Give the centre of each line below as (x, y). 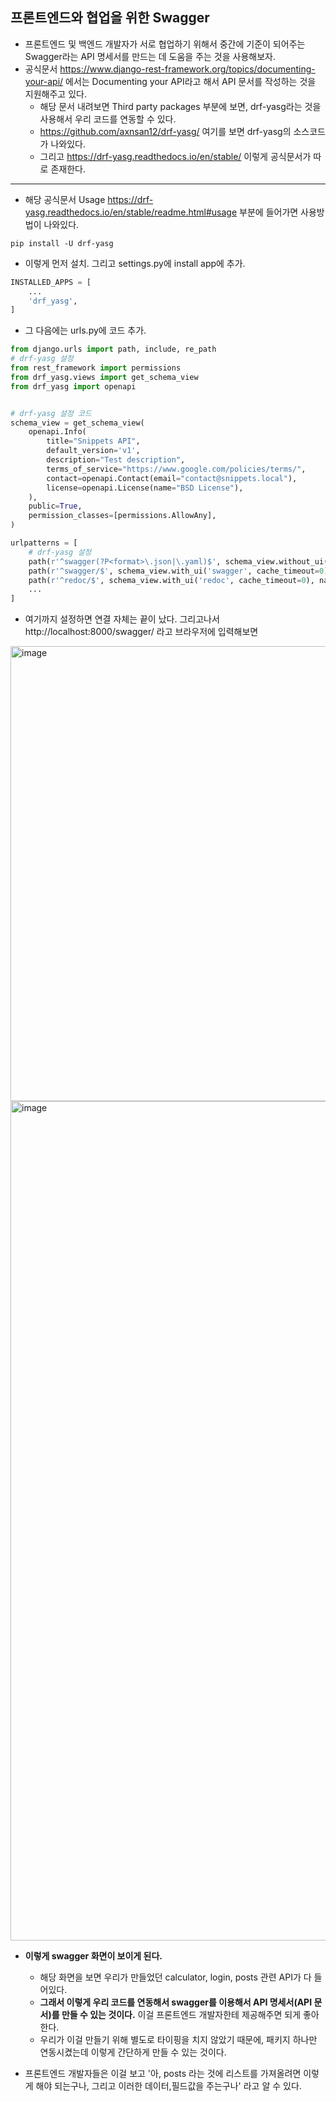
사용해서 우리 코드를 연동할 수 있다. (108, 119)
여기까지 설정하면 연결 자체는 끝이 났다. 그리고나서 (122, 619)
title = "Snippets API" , (93, 441)
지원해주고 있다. (55, 94)
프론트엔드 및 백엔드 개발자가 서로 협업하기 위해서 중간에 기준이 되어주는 (165, 44)
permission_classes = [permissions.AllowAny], (122, 516)
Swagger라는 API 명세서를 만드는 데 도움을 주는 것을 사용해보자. (150, 56)
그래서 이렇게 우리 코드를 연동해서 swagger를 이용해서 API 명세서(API (176, 2002)
